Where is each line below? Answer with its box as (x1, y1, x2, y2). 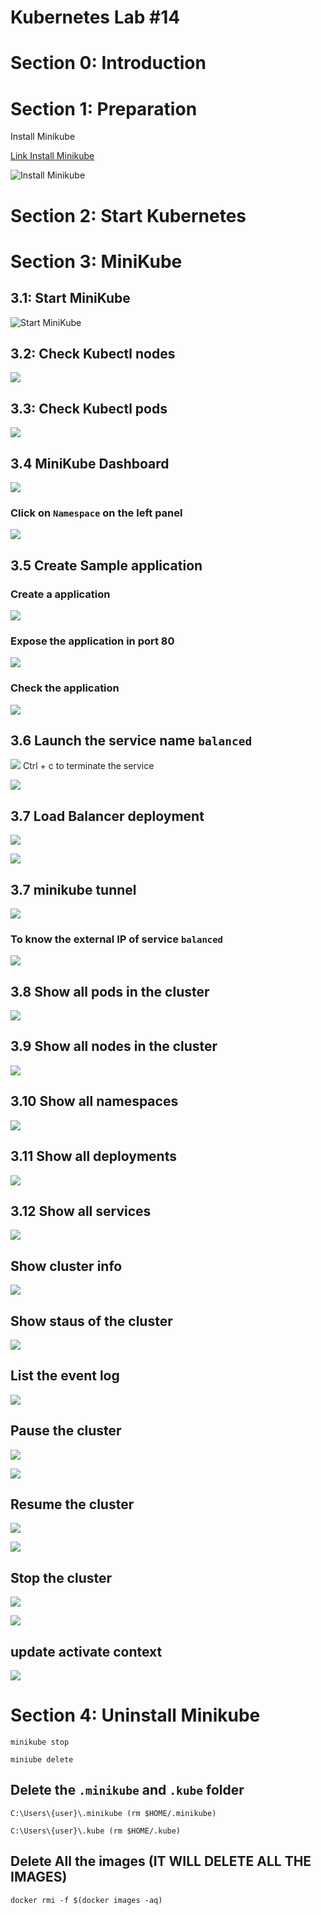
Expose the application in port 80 (10, 634, 175, 648)
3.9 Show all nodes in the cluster (10, 1038, 218, 1055)
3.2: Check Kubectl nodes (10, 345, 176, 362)
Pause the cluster (10, 1422, 122, 1440)
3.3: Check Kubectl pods (10, 400, 168, 417)
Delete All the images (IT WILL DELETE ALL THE (10, 1853, 312, 1870)
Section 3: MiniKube (10, 250, 183, 273)
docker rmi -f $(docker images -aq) (10, 1895, 163, 1905)
